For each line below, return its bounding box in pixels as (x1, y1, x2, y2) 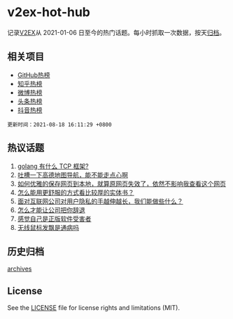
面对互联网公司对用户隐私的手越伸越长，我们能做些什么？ (17, 197, 183, 205)
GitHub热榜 (17, 71, 50, 79)
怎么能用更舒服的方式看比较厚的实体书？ (17, 188, 134, 196)
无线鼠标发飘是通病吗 (17, 223, 79, 231)
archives (7, 264, 32, 273)
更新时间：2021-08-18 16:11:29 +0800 (7, 121, 112, 128)
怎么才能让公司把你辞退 (17, 205, 85, 214)
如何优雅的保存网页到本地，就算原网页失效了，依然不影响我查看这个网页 (17, 179, 226, 188)
